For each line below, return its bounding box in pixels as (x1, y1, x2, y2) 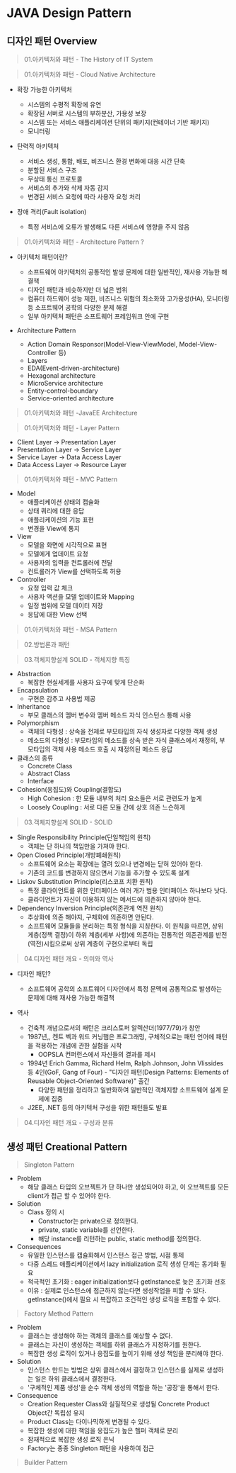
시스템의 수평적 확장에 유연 (27, 101, 102, 108)
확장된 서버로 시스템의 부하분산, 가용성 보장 (27, 109, 147, 118)
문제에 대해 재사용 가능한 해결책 (27, 994, 114, 1002)
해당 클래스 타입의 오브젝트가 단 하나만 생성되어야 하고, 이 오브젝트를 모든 (27, 1182, 230, 1191)
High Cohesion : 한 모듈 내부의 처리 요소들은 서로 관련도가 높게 (27, 794, 202, 802)
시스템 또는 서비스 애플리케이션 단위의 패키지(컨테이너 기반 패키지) (27, 118, 210, 126)
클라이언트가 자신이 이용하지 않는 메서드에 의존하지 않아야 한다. (27, 895, 201, 903)
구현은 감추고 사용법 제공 (27, 695, 96, 702)
